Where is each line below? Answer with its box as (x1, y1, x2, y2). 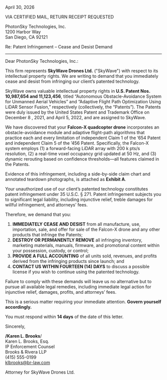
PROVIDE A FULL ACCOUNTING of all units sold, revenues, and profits (12, 253, 157, 259)
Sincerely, (5, 324, 26, 329)
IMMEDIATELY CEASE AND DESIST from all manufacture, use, (12, 221, 141, 227)
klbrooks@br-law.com (5, 360, 51, 366)
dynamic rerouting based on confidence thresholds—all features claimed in (5, 156, 160, 162)
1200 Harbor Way (5, 29, 41, 34)
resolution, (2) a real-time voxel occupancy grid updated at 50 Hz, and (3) (5, 151, 157, 157)
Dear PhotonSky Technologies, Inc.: (5, 58, 79, 64)
